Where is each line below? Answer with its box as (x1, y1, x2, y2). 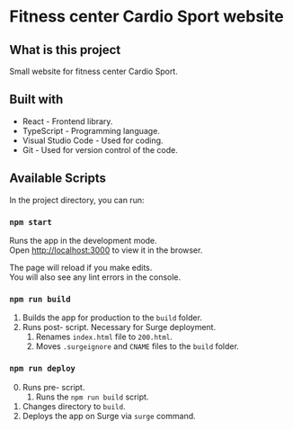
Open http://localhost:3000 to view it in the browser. (9, 245, 203, 255)
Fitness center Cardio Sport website (9, 6, 285, 27)
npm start (9, 217, 52, 227)
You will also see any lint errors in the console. (9, 272, 182, 282)
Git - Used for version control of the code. (22, 144, 178, 155)
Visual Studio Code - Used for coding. (22, 135, 164, 146)
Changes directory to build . (22, 400, 126, 411)
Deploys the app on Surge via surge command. (22, 410, 196, 421)
